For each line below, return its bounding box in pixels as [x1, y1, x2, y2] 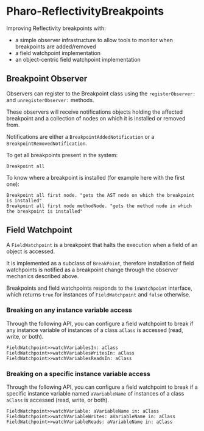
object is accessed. [6, 248, 55, 255]
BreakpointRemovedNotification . [6, 139, 87, 147]
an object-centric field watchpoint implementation [15, 56, 141, 63]
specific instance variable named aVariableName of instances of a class [6, 390, 185, 397]
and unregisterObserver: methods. [6, 96, 94, 103]
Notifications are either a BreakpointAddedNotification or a [6, 133, 155, 140]
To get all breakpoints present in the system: [6, 151, 118, 158]
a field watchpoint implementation [15, 49, 101, 56]
